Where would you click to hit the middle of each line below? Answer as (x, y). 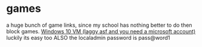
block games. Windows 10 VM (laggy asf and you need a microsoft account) (101, 31)
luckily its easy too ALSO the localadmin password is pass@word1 (88, 37)
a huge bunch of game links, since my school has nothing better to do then (99, 25)
